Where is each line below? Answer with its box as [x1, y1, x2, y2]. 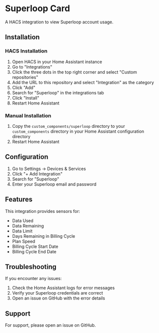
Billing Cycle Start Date [12, 244, 58, 249]
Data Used [12, 217, 34, 224]
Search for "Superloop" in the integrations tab [12, 89, 105, 95]
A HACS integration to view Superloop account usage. [5, 19, 114, 25]
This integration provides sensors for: [5, 208, 80, 214]
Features [5, 195, 33, 204]
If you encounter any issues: [5, 276, 62, 281]
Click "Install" [12, 95, 40, 101]
